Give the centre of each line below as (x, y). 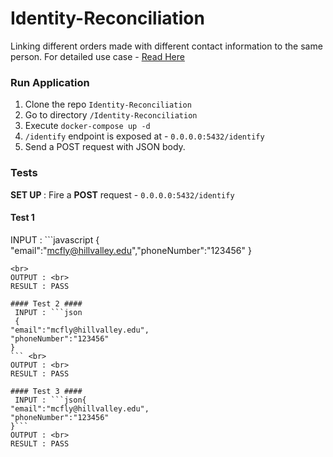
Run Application (50, 82)
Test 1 (22, 218)
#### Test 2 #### (46, 303)
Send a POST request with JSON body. (105, 147)
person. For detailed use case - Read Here (97, 56)
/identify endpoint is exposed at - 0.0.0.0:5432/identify (144, 136)
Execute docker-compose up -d (87, 126)
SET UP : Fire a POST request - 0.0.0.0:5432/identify (122, 194)
